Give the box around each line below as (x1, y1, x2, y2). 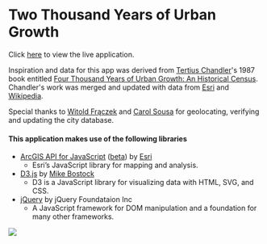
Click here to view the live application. (8, 49, 135, 59)
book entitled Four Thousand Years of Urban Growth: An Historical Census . (8, 74, 258, 83)
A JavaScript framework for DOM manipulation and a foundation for (31, 204, 257, 213)
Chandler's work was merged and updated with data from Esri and (8, 82, 230, 92)
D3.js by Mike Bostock (19, 169, 95, 179)
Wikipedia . (8, 90, 44, 100)
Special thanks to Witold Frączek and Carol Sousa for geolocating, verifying (8, 107, 260, 116)
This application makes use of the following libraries (8, 133, 188, 143)
